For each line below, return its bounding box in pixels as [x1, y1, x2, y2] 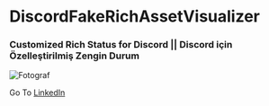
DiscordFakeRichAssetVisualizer [9, 6, 261, 27]
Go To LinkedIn [9, 87, 66, 98]
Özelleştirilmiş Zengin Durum [9, 49, 139, 62]
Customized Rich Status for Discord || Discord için [9, 39, 233, 51]
